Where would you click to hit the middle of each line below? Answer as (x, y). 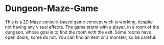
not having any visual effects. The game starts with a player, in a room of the (82, 27)
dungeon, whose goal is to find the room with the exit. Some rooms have (78, 32)
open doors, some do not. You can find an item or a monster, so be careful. (81, 37)
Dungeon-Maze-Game (52, 8)
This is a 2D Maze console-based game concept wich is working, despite (79, 22)
